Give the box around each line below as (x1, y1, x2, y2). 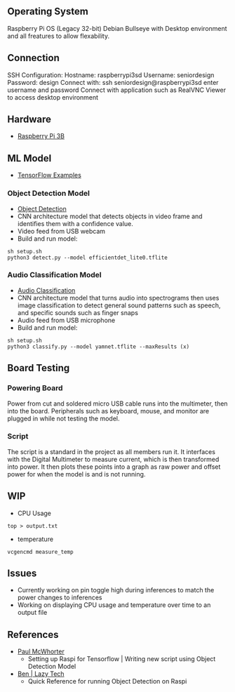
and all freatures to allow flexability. (7, 32, 110, 40)
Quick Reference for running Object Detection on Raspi (27, 677, 187, 686)
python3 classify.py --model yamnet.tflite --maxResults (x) (7, 343, 190, 350)
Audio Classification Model (7, 270, 102, 280)
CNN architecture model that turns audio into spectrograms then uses (17, 293, 220, 302)
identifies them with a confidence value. (17, 219, 133, 227)
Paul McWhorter (17, 647, 65, 656)
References (7, 628, 59, 641)
